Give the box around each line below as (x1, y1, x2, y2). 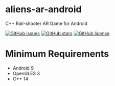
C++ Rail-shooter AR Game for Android (5, 20, 88, 26)
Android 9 (12, 65, 34, 71)
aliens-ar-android (5, 4, 82, 15)
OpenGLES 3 (12, 70, 40, 76)
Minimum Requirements (5, 48, 109, 60)
